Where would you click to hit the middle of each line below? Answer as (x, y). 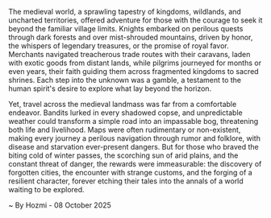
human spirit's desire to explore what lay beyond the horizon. (110, 88)
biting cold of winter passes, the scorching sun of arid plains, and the (123, 155)
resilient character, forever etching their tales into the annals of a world (126, 181)
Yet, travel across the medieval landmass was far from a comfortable (123, 104)
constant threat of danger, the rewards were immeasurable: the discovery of (135, 164)
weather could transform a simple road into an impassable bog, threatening (133, 121)
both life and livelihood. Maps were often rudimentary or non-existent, (125, 130)
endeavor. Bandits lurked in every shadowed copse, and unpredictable (126, 113)
